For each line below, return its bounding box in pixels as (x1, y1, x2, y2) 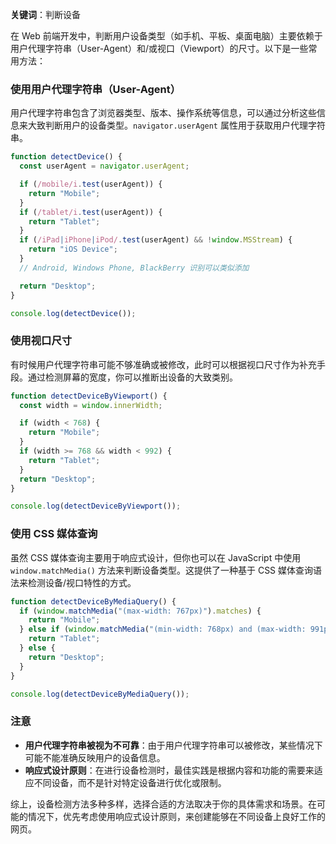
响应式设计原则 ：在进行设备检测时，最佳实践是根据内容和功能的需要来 (24, 764, 315, 776)
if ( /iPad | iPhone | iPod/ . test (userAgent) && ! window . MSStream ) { (19, 235, 293, 245)
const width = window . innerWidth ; (19, 400, 163, 410)
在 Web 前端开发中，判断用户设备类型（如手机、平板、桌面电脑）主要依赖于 (10, 30, 323, 42)
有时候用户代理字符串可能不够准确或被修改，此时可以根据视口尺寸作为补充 (10, 358, 317, 370)
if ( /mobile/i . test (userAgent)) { (19, 179, 163, 190)
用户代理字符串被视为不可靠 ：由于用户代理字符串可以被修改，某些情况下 (24, 739, 323, 751)
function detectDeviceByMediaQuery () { (10, 596, 177, 607)
